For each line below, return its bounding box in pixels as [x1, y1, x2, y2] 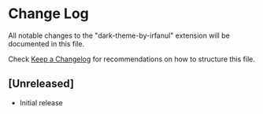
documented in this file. [8, 39, 85, 48]
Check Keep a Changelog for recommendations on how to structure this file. [8, 54, 256, 64]
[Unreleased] [8, 77, 75, 90]
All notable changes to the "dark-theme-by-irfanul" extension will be [8, 31, 230, 40]
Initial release [19, 97, 63, 107]
